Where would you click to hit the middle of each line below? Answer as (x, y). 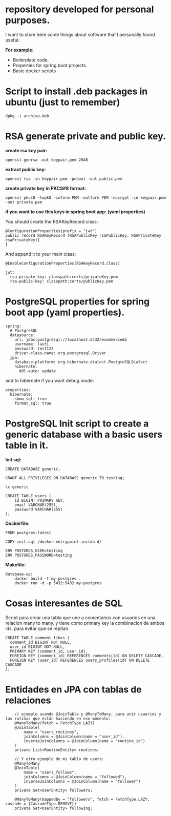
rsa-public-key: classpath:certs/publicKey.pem (62, 281)
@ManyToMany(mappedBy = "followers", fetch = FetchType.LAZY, (82, 799)
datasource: (23, 335)
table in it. (27, 445)
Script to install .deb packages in (77, 91)
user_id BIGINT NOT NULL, (38, 647)
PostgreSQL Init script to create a (77, 423)
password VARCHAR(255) (39, 509)
